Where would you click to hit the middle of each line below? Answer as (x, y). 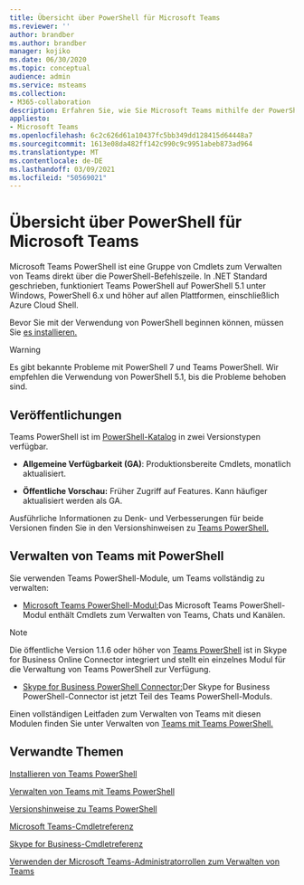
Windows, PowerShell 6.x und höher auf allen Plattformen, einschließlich (144, 296)
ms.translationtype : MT (54, 152)
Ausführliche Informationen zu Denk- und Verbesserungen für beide (137, 518)
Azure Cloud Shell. (44, 305)
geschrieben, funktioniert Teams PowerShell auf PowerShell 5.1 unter (138, 286)
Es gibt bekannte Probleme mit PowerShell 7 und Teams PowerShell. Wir (144, 367)
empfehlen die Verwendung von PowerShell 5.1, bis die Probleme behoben (148, 377)
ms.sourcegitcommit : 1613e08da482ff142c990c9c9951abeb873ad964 (131, 144)
